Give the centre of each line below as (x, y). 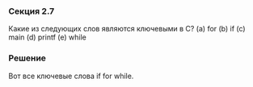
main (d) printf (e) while (47, 37)
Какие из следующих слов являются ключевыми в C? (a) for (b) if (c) (127, 29)
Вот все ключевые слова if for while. (71, 76)
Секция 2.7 (32, 11)
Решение (27, 58)
